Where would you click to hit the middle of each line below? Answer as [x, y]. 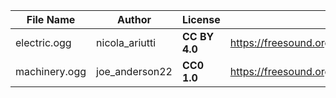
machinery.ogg [51, 71]
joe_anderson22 [134, 71]
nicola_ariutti [126, 42]
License [201, 19]
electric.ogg [43, 42]
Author [134, 19]
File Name [51, 19]
